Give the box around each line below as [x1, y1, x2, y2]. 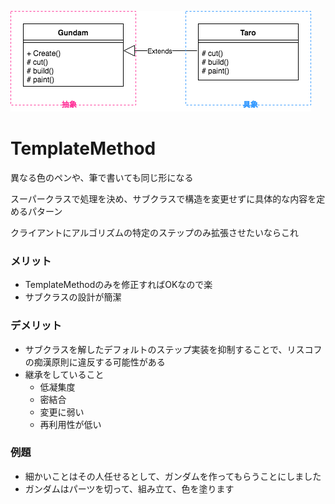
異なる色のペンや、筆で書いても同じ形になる [10, 171, 194, 183]
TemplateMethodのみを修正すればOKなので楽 [24, 279, 213, 291]
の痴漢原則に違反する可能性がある [24, 356, 166, 368]
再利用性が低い [39, 418, 102, 430]
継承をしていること [24, 368, 105, 380]
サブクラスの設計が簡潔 [24, 291, 122, 303]
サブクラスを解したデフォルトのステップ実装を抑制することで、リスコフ [24, 343, 323, 355]
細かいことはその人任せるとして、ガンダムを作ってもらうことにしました [24, 470, 322, 482]
